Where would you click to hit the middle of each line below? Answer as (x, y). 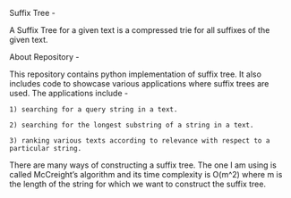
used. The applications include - (68, 93)
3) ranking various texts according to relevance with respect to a (140, 141)
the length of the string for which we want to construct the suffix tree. (138, 184)
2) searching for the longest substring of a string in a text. (132, 125)
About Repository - (44, 57)
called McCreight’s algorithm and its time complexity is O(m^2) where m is (146, 174)
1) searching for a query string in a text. (94, 110)
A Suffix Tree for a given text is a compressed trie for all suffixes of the (140, 30)
